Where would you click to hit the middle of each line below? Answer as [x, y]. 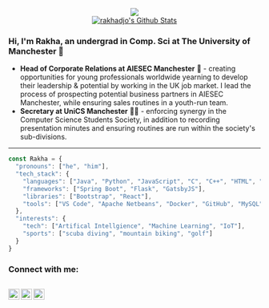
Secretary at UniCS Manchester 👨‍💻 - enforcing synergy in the [123, 111]
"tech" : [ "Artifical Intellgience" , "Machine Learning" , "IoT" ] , [134, 226]
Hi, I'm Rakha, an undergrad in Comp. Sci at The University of [129, 41]
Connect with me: [44, 269]
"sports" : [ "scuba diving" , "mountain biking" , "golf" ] [118, 234]
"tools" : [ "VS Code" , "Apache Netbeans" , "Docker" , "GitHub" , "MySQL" [143, 204]
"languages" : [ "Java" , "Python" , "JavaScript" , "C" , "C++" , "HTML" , [139, 181]
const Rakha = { [35, 159]
